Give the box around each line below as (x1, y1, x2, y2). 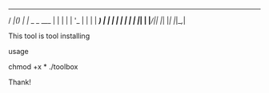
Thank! (8, 77, 32, 87)
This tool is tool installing (8, 31, 90, 41)
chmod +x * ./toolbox (8, 62, 78, 72)
